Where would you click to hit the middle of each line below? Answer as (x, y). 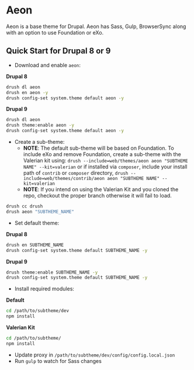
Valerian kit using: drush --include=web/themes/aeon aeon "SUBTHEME (105, 160)
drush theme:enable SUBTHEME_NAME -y (52, 272)
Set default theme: (37, 223)
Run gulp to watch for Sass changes (58, 361)
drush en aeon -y (27, 92)
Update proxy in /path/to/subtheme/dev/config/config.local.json (95, 355)
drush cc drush (25, 206)
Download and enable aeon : (47, 65)
